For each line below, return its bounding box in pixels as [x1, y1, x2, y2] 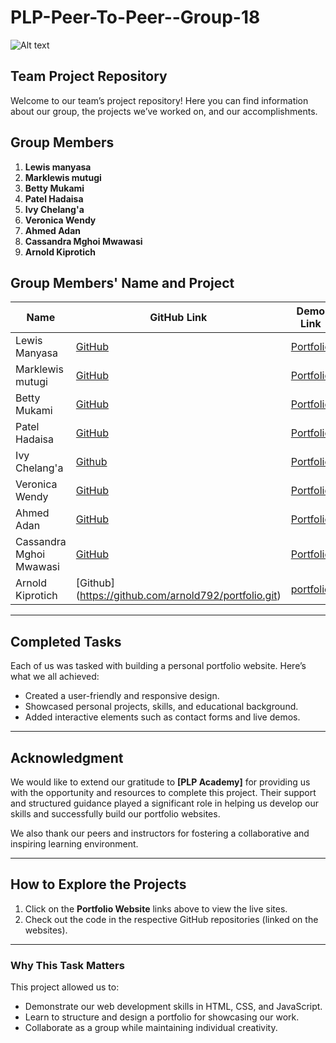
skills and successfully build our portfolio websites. [10, 808, 221, 820]
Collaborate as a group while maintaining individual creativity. [24, 1022, 278, 1034]
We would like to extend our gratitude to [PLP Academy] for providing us [10, 776, 311, 788]
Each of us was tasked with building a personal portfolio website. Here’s [10, 660, 307, 672]
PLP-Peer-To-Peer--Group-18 [10, 6, 261, 29]
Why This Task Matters [10, 958, 125, 972]
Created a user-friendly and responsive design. [24, 690, 220, 702]
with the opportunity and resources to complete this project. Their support [10, 787, 317, 798]
